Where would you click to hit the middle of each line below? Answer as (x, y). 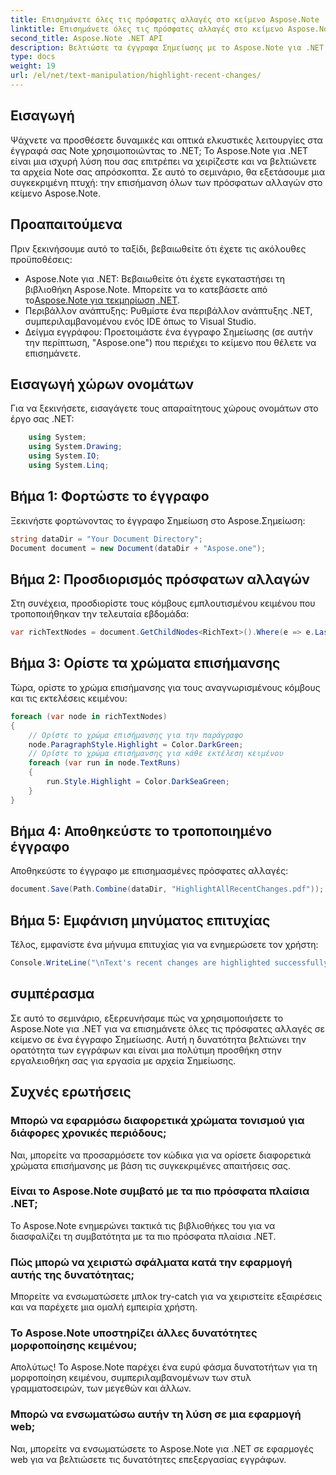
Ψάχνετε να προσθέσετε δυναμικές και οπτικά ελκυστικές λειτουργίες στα (166, 140)
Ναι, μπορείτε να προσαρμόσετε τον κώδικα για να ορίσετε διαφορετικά (161, 1155)
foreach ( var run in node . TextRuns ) (105, 763)
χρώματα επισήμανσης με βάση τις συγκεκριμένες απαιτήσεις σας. (150, 1165)
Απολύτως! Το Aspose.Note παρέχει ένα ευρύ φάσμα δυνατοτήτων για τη (164, 1367)
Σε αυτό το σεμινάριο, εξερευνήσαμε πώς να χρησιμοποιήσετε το (147, 1018)
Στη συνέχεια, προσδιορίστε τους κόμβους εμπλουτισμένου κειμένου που (163, 603)
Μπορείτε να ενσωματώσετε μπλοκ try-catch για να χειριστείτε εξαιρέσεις (166, 1297)
